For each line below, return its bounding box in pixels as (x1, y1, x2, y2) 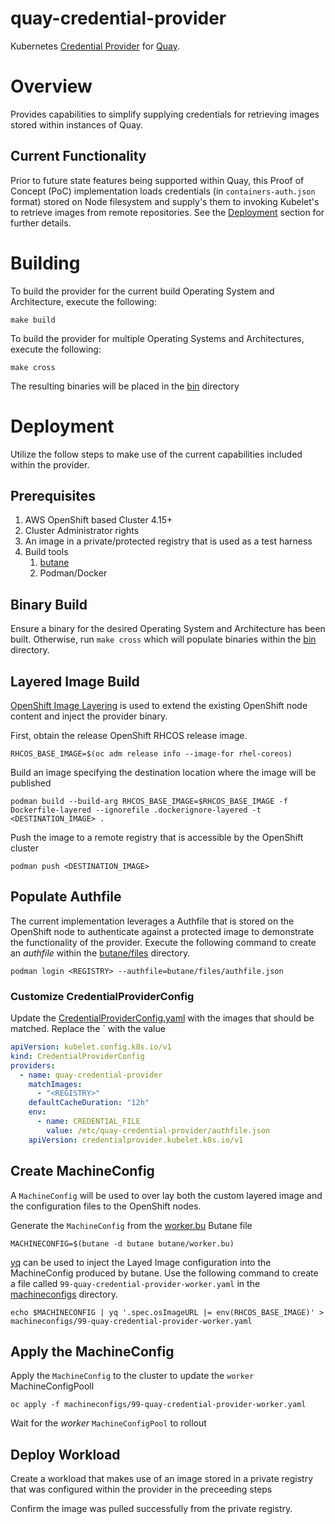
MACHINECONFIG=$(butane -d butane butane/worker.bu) (10, 1238, 235, 1249)
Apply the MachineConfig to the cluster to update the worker (10, 1370, 255, 1382)
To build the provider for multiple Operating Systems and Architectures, (10, 332, 305, 344)
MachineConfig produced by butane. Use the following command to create (10, 1267, 319, 1279)
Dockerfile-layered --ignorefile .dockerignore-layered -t (10, 805, 262, 815)
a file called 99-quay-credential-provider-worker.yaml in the (10, 1277, 261, 1289)
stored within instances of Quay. (10, 118, 144, 131)
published (10, 777, 52, 789)
